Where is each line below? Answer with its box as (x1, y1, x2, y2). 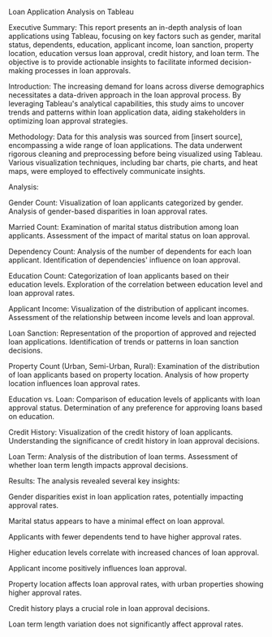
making (8, 66, 34, 76)
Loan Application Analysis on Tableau (8, 7, 134, 16)
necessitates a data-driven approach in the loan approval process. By (8, 90, 242, 100)
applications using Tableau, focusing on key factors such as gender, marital (8, 32, 261, 41)
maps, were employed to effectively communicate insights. (8, 167, 205, 175)
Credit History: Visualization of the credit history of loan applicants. (8, 427, 233, 437)
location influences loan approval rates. (8, 379, 140, 388)
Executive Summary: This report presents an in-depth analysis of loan (8, 23, 242, 32)
